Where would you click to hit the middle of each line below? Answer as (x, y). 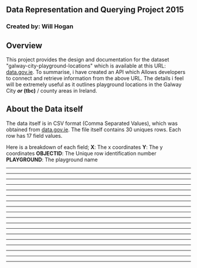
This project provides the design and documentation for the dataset (88, 59)
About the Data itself (45, 109)
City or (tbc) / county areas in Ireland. (52, 90)
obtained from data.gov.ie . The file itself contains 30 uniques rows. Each (94, 129)
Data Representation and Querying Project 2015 (95, 10)
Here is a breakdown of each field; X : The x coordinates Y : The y (84, 147)
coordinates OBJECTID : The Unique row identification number (81, 153)
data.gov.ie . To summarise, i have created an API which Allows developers (96, 72)
